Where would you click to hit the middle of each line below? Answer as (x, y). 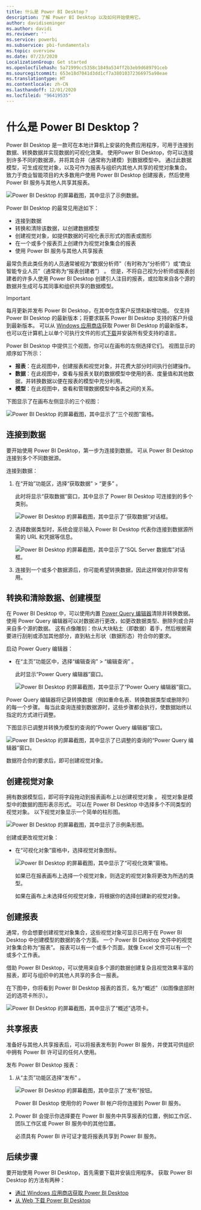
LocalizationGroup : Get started (46, 62)
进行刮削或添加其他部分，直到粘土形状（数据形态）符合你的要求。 (93, 636)
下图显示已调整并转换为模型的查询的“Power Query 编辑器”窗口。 (86, 728)
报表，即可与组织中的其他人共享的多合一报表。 (64, 975)
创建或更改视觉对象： (32, 838)
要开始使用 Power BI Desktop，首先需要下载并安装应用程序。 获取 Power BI (99, 1172)
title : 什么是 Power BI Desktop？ (47, 12)
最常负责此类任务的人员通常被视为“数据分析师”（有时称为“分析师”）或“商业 (99, 263)
